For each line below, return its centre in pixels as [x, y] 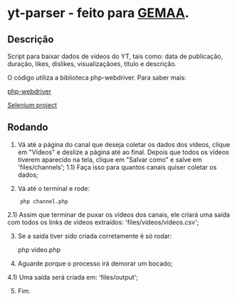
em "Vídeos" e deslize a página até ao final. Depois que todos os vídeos [123, 152]
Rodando [28, 127]
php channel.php [44, 201]
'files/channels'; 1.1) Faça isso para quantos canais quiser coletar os [117, 167]
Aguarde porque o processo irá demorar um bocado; [95, 263]
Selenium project [32, 105]
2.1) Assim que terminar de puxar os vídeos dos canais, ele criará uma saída [118, 214]
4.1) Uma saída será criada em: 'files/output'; [73, 277]
